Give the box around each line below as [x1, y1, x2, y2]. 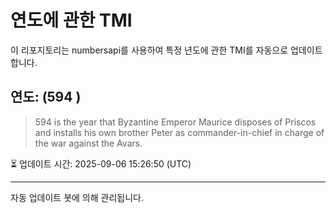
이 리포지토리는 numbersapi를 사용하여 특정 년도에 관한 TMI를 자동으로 [10, 44, 289, 56]
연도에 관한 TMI [10, 9, 133, 32]
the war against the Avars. [34, 137, 143, 149]
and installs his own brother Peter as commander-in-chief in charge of [34, 126, 325, 138]
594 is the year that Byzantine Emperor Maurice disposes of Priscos [34, 116, 317, 128]
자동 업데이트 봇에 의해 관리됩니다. [10, 191, 144, 203]
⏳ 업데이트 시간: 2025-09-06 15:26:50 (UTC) [10, 157, 192, 170]
